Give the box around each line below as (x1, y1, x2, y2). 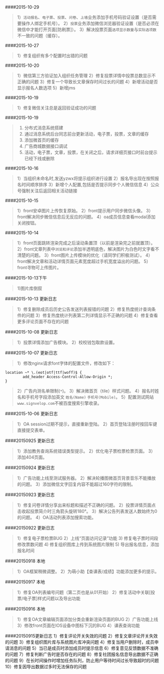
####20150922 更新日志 (5, 525, 55, 531)
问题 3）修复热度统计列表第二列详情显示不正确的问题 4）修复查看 (25, 312, 158, 318)
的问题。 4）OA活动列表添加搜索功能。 (17, 514, 96, 520)
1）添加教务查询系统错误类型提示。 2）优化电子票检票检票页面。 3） (17, 448, 156, 454)
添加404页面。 (17, 454, 47, 460)
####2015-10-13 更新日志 (5, 296, 57, 302)
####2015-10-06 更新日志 (5, 411, 58, 417)
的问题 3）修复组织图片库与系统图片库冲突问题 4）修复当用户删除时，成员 (5, 639, 155, 645)
